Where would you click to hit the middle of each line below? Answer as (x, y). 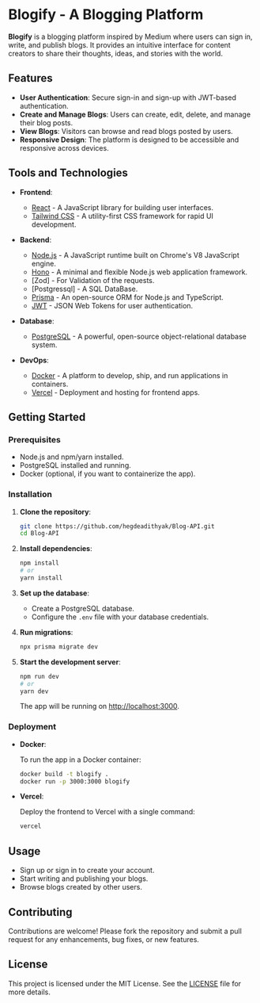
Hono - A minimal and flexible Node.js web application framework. (139, 272)
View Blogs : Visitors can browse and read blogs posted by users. (126, 131)
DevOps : (34, 360)
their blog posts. (46, 123)
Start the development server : (70, 662)
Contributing (40, 912)
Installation (30, 495)
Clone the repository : (55, 511)
